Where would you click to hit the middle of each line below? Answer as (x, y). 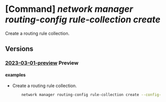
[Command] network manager (69, 9)
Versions (19, 49)
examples (15, 75)
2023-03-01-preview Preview (42, 63)
